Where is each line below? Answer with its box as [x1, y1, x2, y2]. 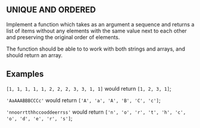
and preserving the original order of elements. [6, 33, 120, 41]
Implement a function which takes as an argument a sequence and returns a [6, 20, 195, 28]
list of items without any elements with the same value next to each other [6, 27, 187, 34]
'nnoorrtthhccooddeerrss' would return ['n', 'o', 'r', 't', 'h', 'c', [6, 108, 186, 115]
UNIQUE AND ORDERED [6, 5, 96, 15]
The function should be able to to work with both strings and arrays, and [6, 45, 186, 52]
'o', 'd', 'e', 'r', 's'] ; [6, 114, 73, 122]
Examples [6, 69, 44, 79]
